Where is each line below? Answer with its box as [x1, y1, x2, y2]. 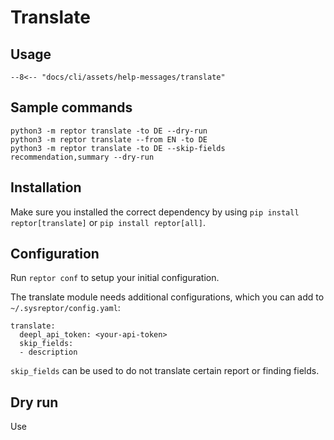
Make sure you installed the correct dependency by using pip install [10, 206, 300, 218]
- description [19, 347, 78, 358]
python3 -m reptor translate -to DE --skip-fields [10, 143, 226, 153]
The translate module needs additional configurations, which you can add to [10, 291, 325, 303]
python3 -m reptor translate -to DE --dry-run [10, 126, 208, 136]
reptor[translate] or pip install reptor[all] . [10, 216, 206, 228]
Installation [10, 179, 82, 196]
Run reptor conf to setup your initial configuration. [10, 272, 220, 284]
